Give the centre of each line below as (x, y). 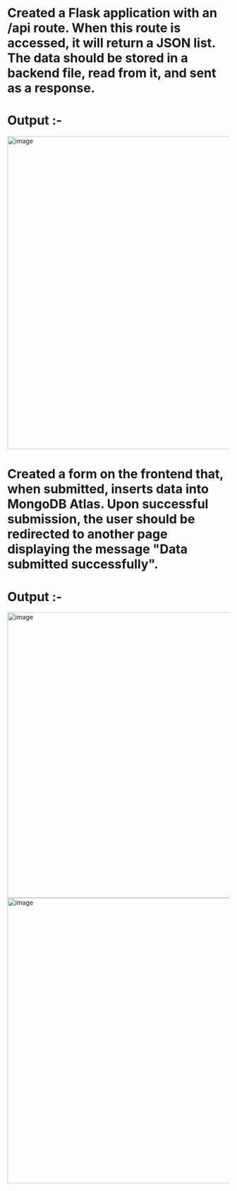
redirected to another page (87, 534)
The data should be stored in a (98, 58)
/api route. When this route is (94, 28)
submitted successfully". (83, 564)
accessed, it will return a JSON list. (111, 43)
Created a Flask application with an (112, 13)
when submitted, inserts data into (108, 489)
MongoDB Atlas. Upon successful (108, 504)
